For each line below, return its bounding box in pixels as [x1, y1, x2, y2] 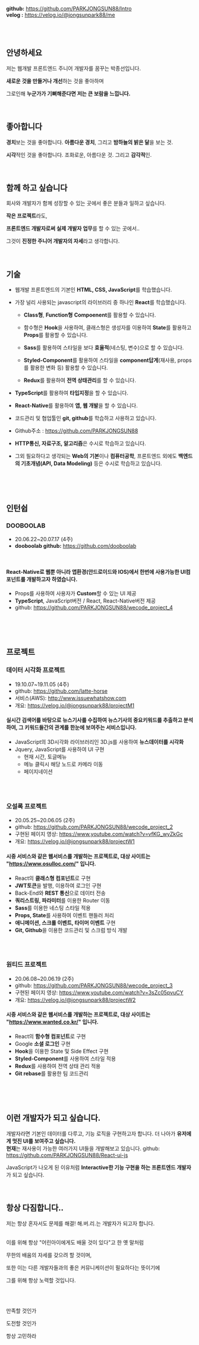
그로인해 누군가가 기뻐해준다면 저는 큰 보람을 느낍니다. [6, 90, 131, 97]
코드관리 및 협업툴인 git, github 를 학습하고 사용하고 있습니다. [14, 415, 157, 422]
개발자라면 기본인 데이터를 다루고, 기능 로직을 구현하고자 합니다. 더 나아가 [6, 1130, 176, 1137]
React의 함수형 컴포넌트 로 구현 [14, 1033, 86, 1040]
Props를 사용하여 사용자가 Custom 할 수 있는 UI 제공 [14, 590, 137, 597]
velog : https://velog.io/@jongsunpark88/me [6, 11, 115, 18]
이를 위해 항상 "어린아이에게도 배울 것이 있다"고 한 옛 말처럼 [6, 1239, 144, 1246]
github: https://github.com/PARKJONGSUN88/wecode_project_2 [14, 823, 173, 831]
